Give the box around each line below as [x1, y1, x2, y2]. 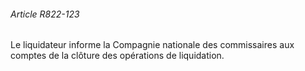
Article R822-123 [10, 8, 80, 20]
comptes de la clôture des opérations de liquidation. [10, 50, 225, 62]
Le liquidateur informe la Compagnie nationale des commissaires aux [10, 39, 295, 51]
